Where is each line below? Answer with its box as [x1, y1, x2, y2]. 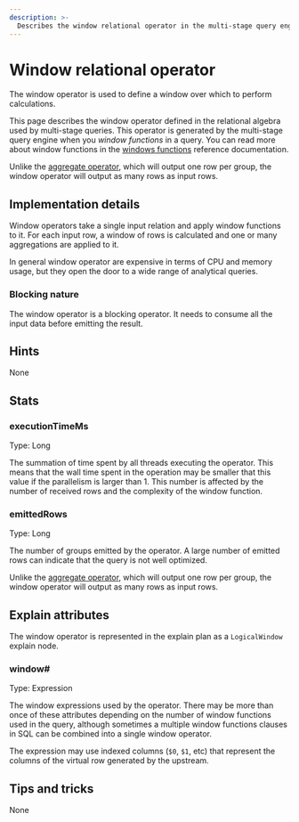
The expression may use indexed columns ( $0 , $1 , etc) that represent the [9, 745, 276, 757]
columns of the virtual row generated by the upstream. [9, 755, 209, 766]
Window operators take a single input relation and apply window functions [9, 220, 282, 232]
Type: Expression [9, 683, 73, 694]
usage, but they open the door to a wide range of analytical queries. [9, 266, 258, 277]
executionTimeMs [9, 419, 89, 432]
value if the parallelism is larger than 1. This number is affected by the [9, 476, 264, 487]
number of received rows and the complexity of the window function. [9, 486, 263, 497]
